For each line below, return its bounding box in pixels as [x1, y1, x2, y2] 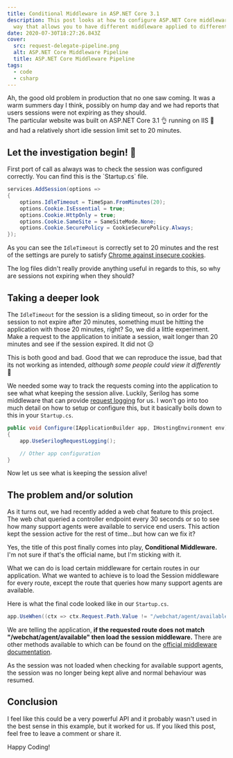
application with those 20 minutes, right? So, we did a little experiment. [7, 325, 210, 333]
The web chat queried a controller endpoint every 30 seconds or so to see [7, 515, 220, 523]
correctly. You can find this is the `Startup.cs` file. [7, 172, 149, 181]
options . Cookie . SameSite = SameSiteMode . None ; [19, 218, 157, 225]
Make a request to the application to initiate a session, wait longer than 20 [7, 333, 218, 340]
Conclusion [7, 696, 58, 708]
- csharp [13, 74, 39, 82]
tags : [7, 62, 23, 69]
